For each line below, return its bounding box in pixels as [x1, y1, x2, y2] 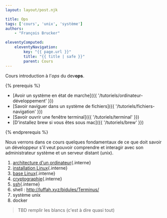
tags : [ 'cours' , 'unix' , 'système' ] [5, 21, 83, 26]
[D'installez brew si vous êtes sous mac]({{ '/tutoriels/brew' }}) [12, 119, 144, 125]
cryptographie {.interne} [12, 175, 62, 181]
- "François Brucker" [14, 31, 60, 36]
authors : [5, 26, 24, 31]
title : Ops [5, 16, 28, 22]
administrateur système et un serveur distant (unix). [5, 150, 114, 156]
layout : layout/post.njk [5, 7, 58, 13]
